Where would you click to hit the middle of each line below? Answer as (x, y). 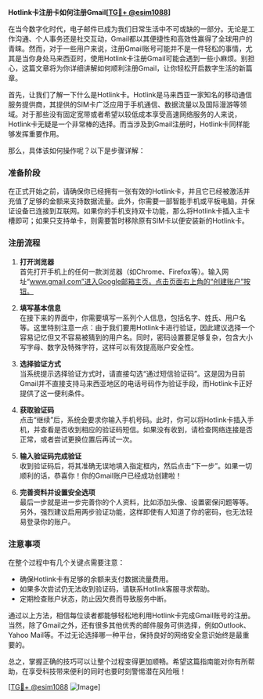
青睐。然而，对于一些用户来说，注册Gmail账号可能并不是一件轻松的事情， (127, 49)
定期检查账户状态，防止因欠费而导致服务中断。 (95, 599)
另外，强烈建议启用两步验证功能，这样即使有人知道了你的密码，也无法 (133, 512)
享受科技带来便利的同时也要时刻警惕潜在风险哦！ (107, 671)
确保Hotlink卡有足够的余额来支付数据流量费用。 (96, 579)
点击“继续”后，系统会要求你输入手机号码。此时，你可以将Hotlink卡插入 (133, 420)
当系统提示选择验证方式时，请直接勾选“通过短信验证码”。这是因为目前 (132, 373)
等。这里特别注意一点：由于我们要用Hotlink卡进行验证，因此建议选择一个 (137, 327)
